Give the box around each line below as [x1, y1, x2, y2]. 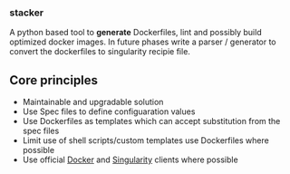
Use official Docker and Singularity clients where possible [22, 154, 238, 165]
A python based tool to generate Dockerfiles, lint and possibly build [9, 27, 262, 38]
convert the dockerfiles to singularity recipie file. [9, 46, 190, 57]
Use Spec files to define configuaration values [22, 106, 196, 117]
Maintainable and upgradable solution [22, 97, 164, 108]
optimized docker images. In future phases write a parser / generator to [9, 36, 276, 47]
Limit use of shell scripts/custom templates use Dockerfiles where [22, 135, 269, 146]
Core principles [9, 72, 98, 88]
